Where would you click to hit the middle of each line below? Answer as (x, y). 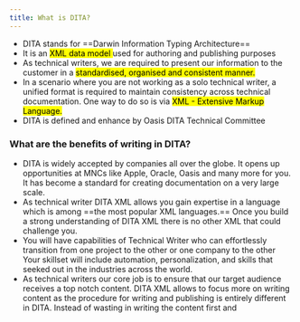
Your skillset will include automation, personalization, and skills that (148, 260)
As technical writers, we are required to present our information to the (152, 62)
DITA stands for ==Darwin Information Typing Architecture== (136, 43)
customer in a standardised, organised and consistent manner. (139, 72)
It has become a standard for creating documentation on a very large (151, 183)
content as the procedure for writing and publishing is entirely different (154, 298)
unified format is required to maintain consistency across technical (146, 91)
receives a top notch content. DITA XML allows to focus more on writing (156, 288)
